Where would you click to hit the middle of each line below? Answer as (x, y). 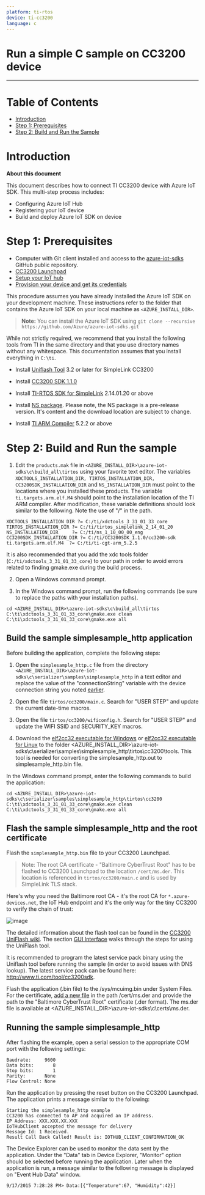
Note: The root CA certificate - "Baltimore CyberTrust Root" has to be (108, 864)
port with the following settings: (46, 1048)
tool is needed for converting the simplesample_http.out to (89, 757)
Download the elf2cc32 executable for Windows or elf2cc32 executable (106, 738)
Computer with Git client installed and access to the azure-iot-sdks (99, 259)
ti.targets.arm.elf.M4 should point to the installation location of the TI (104, 498)
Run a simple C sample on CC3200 (96, 53)
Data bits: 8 (31, 1065)
